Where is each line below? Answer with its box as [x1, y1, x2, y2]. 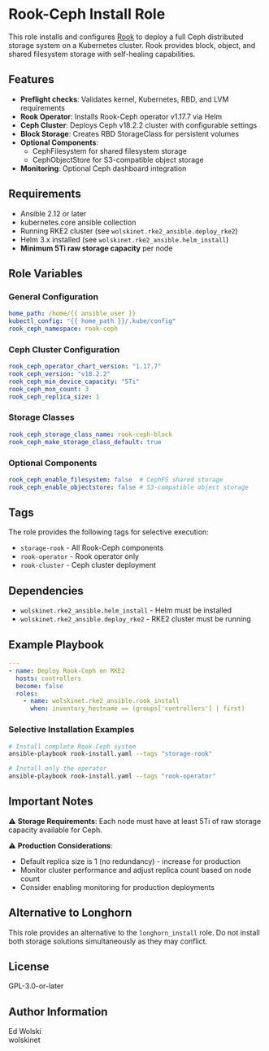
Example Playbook [8, 638, 104, 652]
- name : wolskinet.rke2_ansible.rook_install [23, 697, 180, 705]
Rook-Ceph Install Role [8, 5, 166, 24]
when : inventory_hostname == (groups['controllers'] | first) [29, 704, 245, 713]
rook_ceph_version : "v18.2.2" [8, 370, 111, 378]
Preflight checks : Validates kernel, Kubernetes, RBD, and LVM [20, 94, 229, 104]
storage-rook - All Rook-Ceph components [20, 543, 164, 553]
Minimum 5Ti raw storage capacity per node [20, 243, 173, 253]
